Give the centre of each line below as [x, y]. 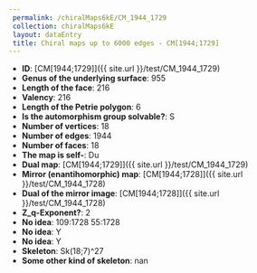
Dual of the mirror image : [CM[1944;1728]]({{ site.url [120, 193]
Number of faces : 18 [60, 146]
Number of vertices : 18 [65, 127]
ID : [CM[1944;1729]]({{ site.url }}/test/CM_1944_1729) [121, 69]
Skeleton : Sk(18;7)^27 [62, 251]
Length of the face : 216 [66, 88]
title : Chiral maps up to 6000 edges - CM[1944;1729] [116, 43]
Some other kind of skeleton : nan [85, 261]
